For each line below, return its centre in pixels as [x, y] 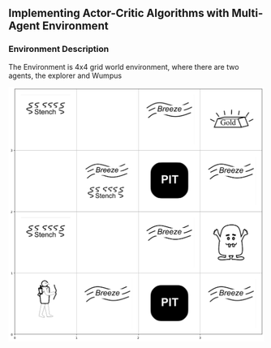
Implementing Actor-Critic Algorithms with [119, 13]
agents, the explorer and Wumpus [65, 75]
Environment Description [59, 49]
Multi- [247, 13]
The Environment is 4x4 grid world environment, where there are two [124, 67]
